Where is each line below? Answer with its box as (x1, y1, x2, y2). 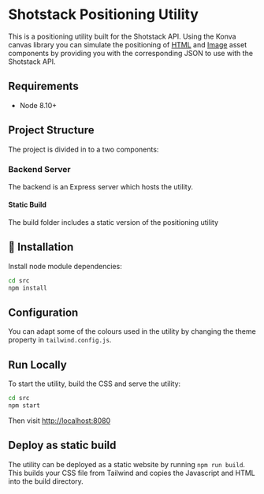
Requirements (8, 80, 79, 93)
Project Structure (8, 124, 95, 137)
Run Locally (8, 357, 67, 372)
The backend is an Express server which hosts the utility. (8, 182, 193, 191)
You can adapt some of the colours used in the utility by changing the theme (8, 327, 256, 336)
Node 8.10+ (19, 100, 58, 110)
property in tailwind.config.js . (8, 335, 112, 345)
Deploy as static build (8, 439, 117, 452)
